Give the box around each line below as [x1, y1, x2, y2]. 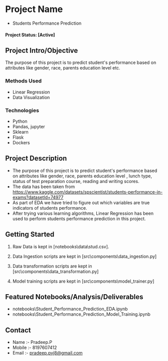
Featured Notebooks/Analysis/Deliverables [5, 293, 143, 301]
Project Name [5, 4, 63, 15]
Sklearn [12, 129, 29, 135]
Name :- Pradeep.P [12, 339, 53, 345]
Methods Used [5, 77, 42, 84]
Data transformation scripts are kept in [12, 263, 92, 269]
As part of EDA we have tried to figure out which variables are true [12, 200, 150, 206]
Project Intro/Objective [5, 46, 78, 55]
